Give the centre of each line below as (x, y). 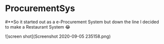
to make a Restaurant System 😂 (38, 27)
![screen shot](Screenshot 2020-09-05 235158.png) (58, 36)
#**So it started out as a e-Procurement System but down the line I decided (82, 22)
